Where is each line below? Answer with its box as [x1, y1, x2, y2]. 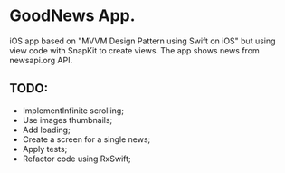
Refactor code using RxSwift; [22, 153, 131, 164]
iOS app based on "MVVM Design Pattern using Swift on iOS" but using [9, 35, 276, 46]
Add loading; [22, 124, 71, 135]
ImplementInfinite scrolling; [22, 105, 125, 116]
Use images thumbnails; [22, 114, 113, 125]
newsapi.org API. [9, 54, 73, 65]
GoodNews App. [9, 5, 136, 26]
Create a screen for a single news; [22, 133, 151, 145]
